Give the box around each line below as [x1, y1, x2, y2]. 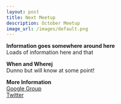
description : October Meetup [6, 20, 80, 26]
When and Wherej [6, 60, 53, 68]
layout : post [6, 8, 40, 15]
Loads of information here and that [6, 49, 94, 56]
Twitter [6, 91, 24, 99]
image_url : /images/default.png [6, 25, 88, 32]
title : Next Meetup [6, 15, 56, 21]
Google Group [6, 85, 42, 93]
